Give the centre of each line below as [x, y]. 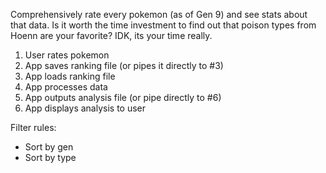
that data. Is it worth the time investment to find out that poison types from [163, 25]
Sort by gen [49, 147]
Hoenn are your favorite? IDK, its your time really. [111, 35]
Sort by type [50, 157]
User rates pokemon [67, 55]
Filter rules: [33, 127]
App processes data [66, 87]
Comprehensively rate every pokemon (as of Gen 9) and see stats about [159, 14]
